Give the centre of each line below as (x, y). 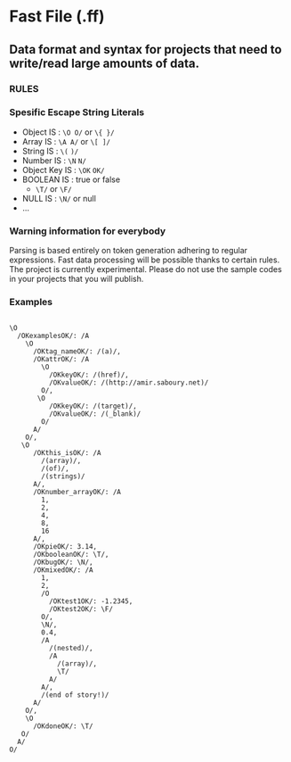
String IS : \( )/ (50, 151)
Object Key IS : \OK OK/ (63, 170)
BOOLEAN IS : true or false (71, 179)
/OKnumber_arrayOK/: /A (77, 493)
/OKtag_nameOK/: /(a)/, (77, 352)
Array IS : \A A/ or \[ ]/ (66, 141)
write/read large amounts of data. (105, 63)
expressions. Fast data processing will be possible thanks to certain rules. (145, 260)
